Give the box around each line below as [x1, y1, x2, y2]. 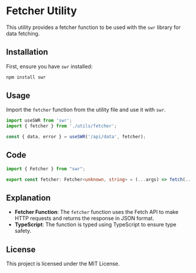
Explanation [6, 193, 51, 203]
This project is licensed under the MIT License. [6, 260, 120, 267]
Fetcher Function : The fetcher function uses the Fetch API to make [14, 209, 179, 216]
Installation [6, 47, 48, 57]
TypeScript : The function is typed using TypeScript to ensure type [14, 221, 177, 228]
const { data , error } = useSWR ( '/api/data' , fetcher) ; [6, 134, 146, 140]
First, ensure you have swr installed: [6, 63, 93, 70]
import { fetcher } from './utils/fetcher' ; [6, 123, 117, 129]
